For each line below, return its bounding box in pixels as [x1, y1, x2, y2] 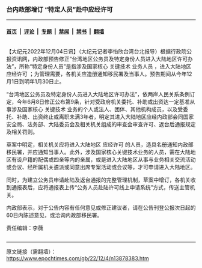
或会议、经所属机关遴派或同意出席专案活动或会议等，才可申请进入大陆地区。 [6, 163, 196, 171]
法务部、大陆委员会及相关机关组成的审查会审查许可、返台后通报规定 [26, 120, 196, 127]
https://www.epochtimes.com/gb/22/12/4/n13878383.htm [6, 254, 149, 262]
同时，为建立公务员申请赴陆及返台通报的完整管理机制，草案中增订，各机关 [6, 176, 191, 183]
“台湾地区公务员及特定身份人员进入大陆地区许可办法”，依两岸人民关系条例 [6, 90, 191, 97]
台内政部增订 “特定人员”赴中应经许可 [6, 5, 113, 13]
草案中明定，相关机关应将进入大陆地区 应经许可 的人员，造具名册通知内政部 [6, 141, 194, 148]
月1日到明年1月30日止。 [6, 78, 65, 85]
